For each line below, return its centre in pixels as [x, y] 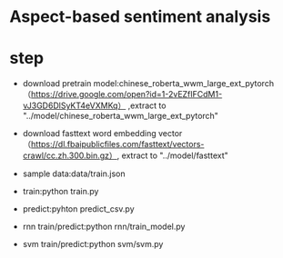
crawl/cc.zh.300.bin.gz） [70, 155]
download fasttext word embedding [89, 134]
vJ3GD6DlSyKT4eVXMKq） [74, 105]
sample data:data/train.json [74, 174]
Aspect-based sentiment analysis [140, 17]
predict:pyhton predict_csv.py [78, 209]
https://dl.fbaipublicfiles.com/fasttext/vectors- [117, 144]
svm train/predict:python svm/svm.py [93, 244]
